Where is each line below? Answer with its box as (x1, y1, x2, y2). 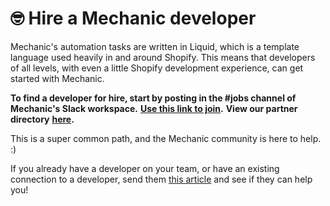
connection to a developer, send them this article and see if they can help (10, 173, 313, 185)
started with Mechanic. (10, 72, 105, 84)
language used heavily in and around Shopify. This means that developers (10, 51, 316, 63)
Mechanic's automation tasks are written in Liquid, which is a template (10, 40, 300, 52)
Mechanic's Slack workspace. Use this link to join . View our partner (10, 102, 298, 114)
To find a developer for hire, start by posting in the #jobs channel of (10, 92, 297, 104)
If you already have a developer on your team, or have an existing (10, 162, 280, 174)
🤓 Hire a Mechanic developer (10, 7, 257, 30)
